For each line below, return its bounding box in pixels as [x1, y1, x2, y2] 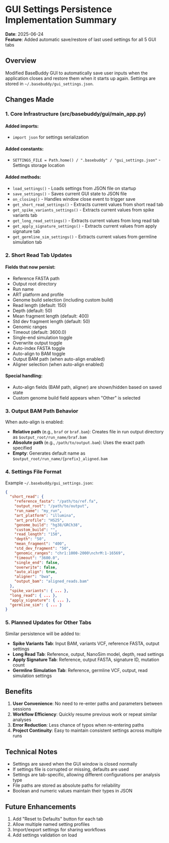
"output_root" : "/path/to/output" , [14, 504, 89, 509]
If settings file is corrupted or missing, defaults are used [12, 766, 129, 772]
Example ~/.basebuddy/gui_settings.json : [5, 479, 94, 486]
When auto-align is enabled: [5, 419, 64, 425]
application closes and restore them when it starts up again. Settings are [5, 75, 156, 81]
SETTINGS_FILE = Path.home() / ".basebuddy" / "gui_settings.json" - [12, 157, 161, 163]
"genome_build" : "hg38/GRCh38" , [14, 522, 82, 527]
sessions [12, 706, 31, 712]
